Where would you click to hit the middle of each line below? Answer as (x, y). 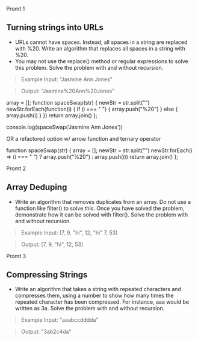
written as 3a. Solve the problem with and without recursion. (90, 309)
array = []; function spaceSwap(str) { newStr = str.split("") (78, 102)
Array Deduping (37, 187)
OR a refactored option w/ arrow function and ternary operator (84, 138)
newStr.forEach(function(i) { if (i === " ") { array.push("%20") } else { (92, 109)
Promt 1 (16, 9)
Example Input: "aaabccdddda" (60, 320)
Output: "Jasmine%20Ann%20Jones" (68, 91)
